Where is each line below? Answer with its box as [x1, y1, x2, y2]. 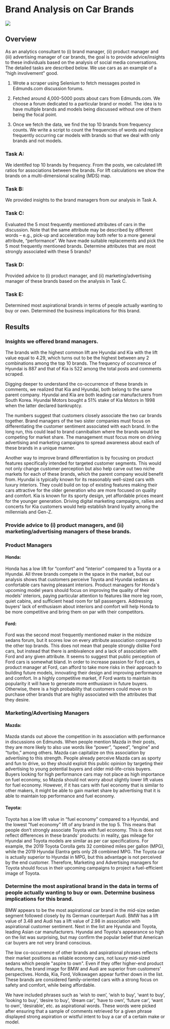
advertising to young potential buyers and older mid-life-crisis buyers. [5, 766, 152, 772]
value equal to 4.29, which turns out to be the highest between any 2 [5, 355, 149, 361]
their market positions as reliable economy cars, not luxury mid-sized [5, 955, 150, 961]
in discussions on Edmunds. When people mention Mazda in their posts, [5, 739, 156, 745]
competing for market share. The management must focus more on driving [5, 434, 161, 440]
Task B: [5, 185, 24, 192]
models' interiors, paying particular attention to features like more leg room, [5, 592, 163, 599]
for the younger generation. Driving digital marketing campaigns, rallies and [5, 498, 163, 504]
